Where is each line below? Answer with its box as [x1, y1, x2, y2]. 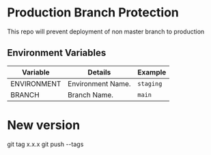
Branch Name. [68, 90, 114, 100]
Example [137, 67, 167, 76]
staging [137, 80, 163, 87]
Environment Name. [68, 79, 131, 88]
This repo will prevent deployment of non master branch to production [7, 27, 205, 36]
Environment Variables [7, 47, 107, 59]
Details [87, 67, 111, 76]
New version [7, 117, 81, 132]
